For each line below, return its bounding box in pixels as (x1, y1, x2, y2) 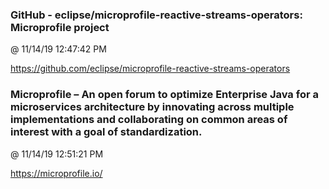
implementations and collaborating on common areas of (10, 113, 288, 127)
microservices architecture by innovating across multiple (10, 100, 295, 114)
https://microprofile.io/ (10, 167, 103, 179)
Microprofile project (10, 20, 110, 34)
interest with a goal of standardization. (10, 125, 203, 139)
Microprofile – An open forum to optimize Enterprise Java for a (10, 88, 319, 102)
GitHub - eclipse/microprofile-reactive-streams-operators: (10, 8, 303, 22)
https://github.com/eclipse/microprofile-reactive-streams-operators (10, 63, 291, 75)
